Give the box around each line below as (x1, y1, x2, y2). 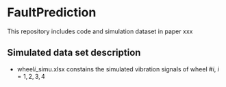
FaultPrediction (7, 5, 97, 20)
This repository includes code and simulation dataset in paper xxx (7, 27, 193, 35)
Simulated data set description (7, 47, 141, 58)
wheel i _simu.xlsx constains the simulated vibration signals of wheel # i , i (16, 65, 219, 73)
